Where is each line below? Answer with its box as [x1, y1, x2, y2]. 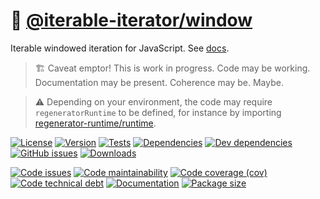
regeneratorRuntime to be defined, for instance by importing [34, 106, 282, 118]
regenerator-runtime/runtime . [34, 117, 157, 129]
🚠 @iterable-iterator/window [10, 9, 253, 32]
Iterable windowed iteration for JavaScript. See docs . [10, 42, 230, 54]
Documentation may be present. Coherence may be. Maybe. [34, 76, 284, 88]
